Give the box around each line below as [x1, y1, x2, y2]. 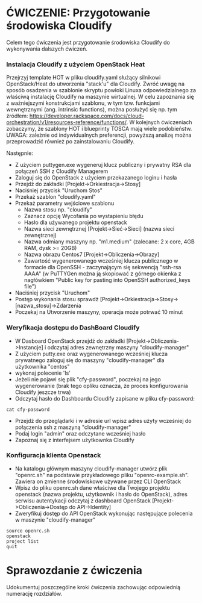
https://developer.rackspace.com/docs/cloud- [29, 112, 145, 120]
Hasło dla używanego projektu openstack [24, 219, 128, 226]
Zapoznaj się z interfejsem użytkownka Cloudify [14, 436, 134, 443]
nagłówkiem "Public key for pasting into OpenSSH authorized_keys [24, 277, 191, 284]
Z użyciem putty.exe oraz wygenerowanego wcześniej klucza [14, 350, 168, 357]
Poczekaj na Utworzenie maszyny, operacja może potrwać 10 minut [14, 308, 183, 316]
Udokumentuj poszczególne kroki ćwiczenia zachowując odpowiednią [6, 583, 181, 590]
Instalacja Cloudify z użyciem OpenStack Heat [6, 60, 145, 69]
